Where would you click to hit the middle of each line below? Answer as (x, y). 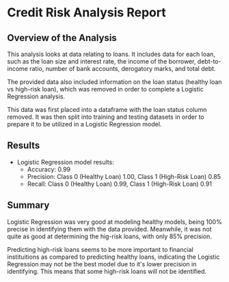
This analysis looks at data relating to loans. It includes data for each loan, (111, 54)
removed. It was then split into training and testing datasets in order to (106, 117)
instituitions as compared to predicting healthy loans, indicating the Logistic (113, 257)
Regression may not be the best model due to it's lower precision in (102, 264)
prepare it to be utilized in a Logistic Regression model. (84, 124)
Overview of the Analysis (62, 38)
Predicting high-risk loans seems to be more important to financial (100, 249)
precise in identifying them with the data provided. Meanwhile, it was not (109, 229)
